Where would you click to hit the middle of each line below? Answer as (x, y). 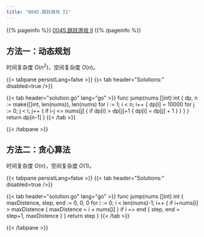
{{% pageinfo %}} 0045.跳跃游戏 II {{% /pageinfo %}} (74, 30)
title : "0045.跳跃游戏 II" (39, 12)
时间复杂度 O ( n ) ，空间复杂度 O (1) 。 (51, 166)
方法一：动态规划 (38, 52)
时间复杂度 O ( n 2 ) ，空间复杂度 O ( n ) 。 (52, 67)
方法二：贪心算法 (38, 150)
